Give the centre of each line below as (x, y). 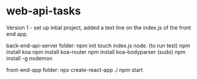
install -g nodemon (29, 58)
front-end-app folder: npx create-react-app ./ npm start (75, 69)
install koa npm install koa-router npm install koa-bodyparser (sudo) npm (96, 51)
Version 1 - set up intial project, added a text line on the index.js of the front (98, 28)
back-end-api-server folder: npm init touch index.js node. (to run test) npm (98, 45)
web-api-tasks (44, 11)
